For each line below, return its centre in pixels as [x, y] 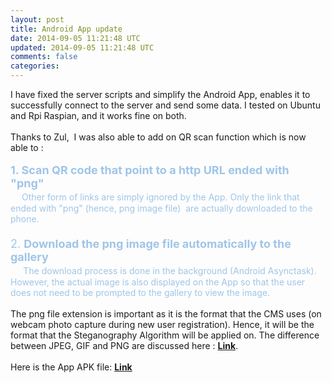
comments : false [44, 57]
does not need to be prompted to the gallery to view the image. [140, 292]
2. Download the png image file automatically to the [151, 244]
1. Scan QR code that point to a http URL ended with [150, 170]
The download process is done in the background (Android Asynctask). [170, 270]
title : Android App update [66, 29]
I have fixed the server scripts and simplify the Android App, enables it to [160, 94]
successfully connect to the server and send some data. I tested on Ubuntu [165, 105]
